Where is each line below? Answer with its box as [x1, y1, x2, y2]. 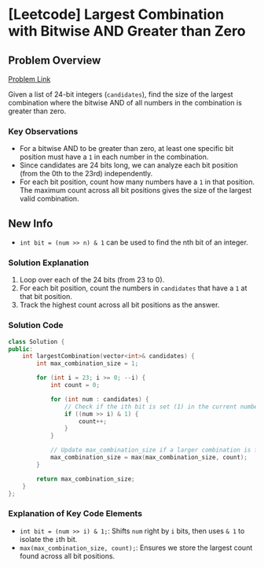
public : [8, 345, 34, 353]
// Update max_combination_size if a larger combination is [49, 446, 251, 454]
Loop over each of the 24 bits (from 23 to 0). [19, 275, 165, 285]
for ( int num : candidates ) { [49, 395, 149, 403]
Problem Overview [8, 53, 101, 67]
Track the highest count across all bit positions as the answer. [19, 301, 220, 310]
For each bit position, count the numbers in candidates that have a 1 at [19, 283, 247, 293]
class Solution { [8, 337, 65, 345]
